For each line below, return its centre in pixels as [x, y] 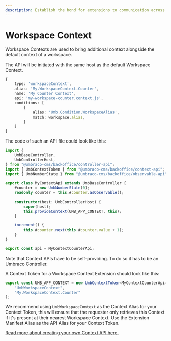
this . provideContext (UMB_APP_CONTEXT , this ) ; [73, 211]
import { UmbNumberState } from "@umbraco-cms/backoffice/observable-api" [86, 174]
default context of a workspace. [39, 54]
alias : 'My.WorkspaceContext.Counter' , [57, 89]
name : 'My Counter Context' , [45, 94]
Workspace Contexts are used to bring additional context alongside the [80, 49]
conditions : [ [29, 103]
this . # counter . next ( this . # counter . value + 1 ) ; [74, 230]
